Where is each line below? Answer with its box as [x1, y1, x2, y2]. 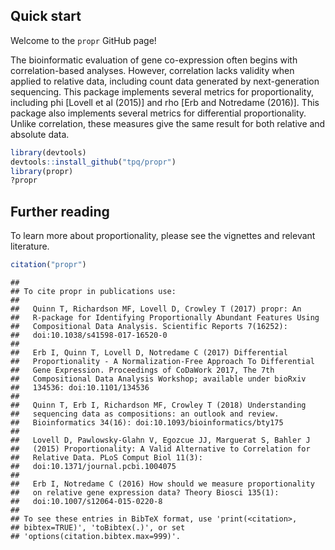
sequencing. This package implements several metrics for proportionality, [10, 85, 315, 98]
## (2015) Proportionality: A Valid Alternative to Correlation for [10, 444, 311, 454]
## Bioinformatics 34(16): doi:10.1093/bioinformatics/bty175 [10, 418, 284, 428]
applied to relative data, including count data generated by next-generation [10, 75, 320, 87]
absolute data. [10, 128, 70, 140]
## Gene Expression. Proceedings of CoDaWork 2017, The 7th [10, 365, 275, 375]
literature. [10, 240, 50, 253]
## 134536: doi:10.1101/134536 [10, 383, 150, 393]
